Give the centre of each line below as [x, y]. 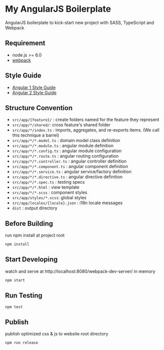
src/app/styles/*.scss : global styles [49, 198]
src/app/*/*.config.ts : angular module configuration [67, 151]
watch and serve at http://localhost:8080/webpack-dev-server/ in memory [80, 271]
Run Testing [24, 295]
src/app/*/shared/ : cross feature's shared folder [61, 125]
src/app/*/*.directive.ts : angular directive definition [67, 177]
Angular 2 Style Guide [34, 93]
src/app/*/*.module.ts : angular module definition [63, 146]
